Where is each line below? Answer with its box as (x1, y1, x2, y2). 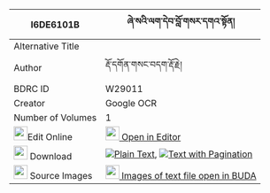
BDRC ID (13, 83, 50, 95)
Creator (13, 97, 46, 109)
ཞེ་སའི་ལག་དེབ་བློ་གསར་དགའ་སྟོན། (127, 15, 235, 27)
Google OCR (104, 97, 158, 109)
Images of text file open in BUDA (121, 170, 257, 181)
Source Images (29, 170, 93, 181)
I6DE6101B (30, 18, 80, 30)
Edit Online (27, 131, 73, 143)
